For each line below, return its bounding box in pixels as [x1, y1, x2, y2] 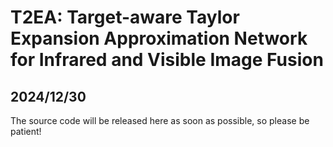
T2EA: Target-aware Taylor [10, 6, 240, 29]
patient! [10, 126, 42, 137]
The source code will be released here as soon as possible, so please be [10, 115, 310, 126]
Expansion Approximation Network [10, 27, 308, 50]
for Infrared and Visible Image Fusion [10, 49, 324, 71]
